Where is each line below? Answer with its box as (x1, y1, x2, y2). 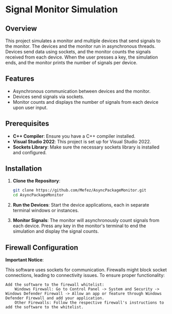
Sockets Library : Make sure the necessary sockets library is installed (12, 144, 160, 150)
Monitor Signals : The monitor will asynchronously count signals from (12, 217, 160, 224)
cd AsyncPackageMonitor (12, 193, 64, 198)
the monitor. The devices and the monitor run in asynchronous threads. (5, 43, 156, 49)
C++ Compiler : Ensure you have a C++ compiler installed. (12, 133, 136, 139)
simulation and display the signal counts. (12, 228, 99, 234)
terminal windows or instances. (12, 207, 79, 214)
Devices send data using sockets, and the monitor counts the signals (5, 49, 151, 54)
